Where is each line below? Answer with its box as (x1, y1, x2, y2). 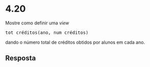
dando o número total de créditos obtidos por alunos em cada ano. (5, 39, 145, 45)
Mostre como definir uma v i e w (5, 20, 70, 26)
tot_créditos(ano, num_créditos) (5, 29, 89, 36)
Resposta (5, 54, 36, 62)
